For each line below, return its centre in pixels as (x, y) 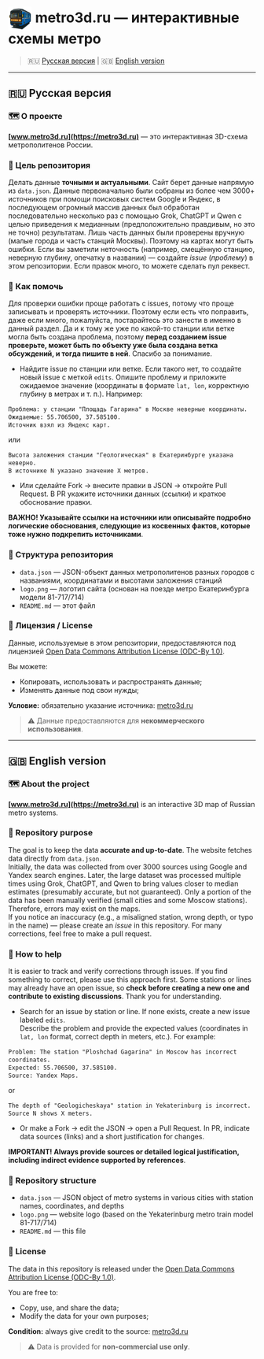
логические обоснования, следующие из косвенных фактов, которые (129, 526)
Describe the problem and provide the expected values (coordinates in (134, 1028)
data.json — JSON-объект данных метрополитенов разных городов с (137, 572)
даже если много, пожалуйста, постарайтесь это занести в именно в (125, 320)
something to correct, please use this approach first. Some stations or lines (130, 979)
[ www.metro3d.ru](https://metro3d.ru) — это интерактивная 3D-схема (128, 136)
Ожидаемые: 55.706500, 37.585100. (65, 417)
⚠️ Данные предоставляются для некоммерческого (116, 720)
